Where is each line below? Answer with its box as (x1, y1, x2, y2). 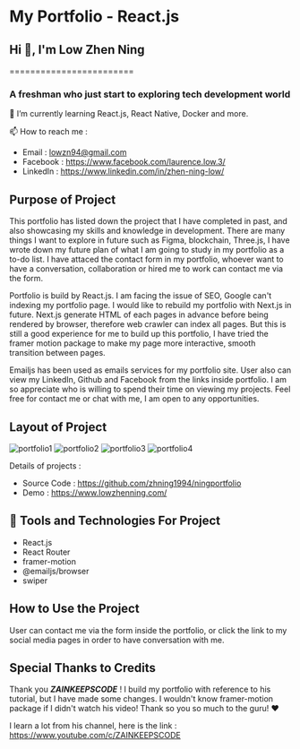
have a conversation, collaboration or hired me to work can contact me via (9, 263, 284, 274)
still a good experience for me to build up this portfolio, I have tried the (9, 329, 269, 340)
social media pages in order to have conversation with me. (9, 634, 225, 645)
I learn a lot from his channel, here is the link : (9, 720, 177, 731)
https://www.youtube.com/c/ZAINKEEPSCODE (9, 730, 181, 741)
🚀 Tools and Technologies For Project (9, 513, 221, 529)
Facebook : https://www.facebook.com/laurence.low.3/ (21, 157, 226, 168)
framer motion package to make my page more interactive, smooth (9, 338, 256, 349)
